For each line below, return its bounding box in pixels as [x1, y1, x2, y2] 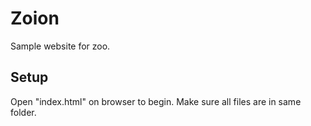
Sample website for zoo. [10, 40, 111, 52]
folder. [10, 106, 37, 118]
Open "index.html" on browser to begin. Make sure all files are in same [10, 95, 302, 107]
